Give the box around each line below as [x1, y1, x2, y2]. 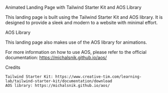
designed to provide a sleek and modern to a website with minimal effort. [5, 20, 158, 25]
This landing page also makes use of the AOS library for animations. [5, 39, 147, 45]
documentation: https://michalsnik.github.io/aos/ [5, 54, 107, 60]
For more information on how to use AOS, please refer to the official [5, 49, 147, 55]
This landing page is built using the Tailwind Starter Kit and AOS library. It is [5, 14, 163, 20]
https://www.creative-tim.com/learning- [55, 74, 142, 79]
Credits [5, 65, 21, 70]
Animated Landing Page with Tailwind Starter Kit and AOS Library [5, 5, 142, 10]
